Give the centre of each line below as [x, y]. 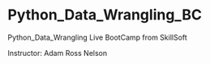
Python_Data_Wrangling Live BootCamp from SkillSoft [97, 37]
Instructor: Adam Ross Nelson [57, 53]
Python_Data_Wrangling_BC [105, 15]
